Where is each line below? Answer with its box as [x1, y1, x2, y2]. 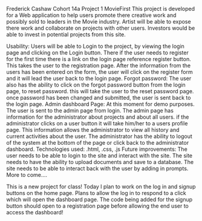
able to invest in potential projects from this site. [6, 31, 126, 38]
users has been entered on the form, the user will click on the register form [6, 68, 194, 75]
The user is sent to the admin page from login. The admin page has [6, 107, 174, 114]
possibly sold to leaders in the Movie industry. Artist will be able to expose [6, 18, 192, 25]
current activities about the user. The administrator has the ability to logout [6, 133, 192, 140]
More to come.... [6, 171, 47, 178]
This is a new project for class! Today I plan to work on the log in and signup [6, 183, 196, 190]
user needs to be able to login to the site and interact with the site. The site [6, 152, 193, 159]
